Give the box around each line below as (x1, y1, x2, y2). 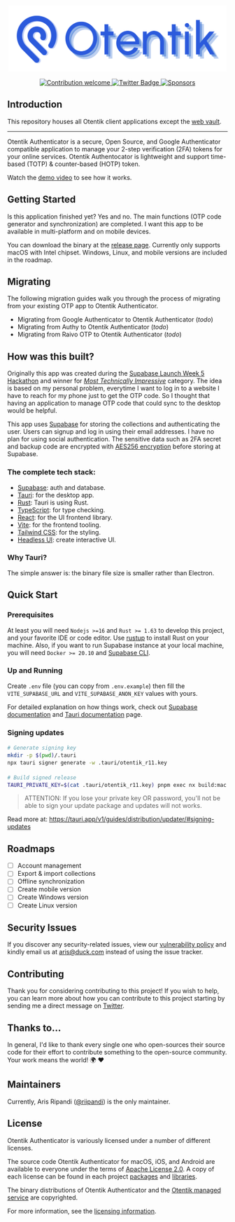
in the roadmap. (7, 255, 53, 264)
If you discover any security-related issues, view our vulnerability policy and (7, 940, 227, 949)
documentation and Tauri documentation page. (7, 710, 143, 718)
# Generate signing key (7, 745, 77, 752)
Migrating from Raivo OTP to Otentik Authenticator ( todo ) (17, 330, 182, 338)
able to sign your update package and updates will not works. (24, 802, 202, 810)
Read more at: (7, 815, 48, 823)
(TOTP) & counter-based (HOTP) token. (27, 160, 141, 168)
